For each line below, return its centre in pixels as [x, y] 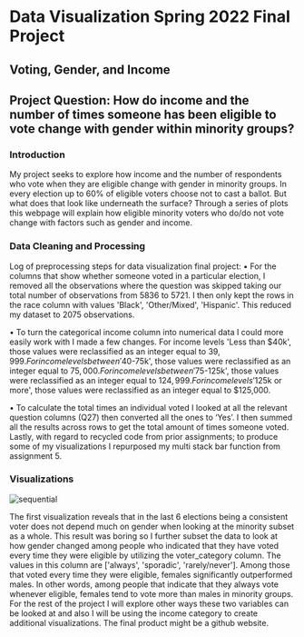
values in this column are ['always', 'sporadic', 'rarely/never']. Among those [150, 564]
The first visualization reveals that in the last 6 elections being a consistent [149, 516]
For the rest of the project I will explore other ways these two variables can [149, 603]
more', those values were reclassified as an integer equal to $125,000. [140, 390]
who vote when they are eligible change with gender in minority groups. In [148, 184]
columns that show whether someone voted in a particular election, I [137, 275]
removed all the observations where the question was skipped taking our [146, 285]
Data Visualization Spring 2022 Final [150, 17]
